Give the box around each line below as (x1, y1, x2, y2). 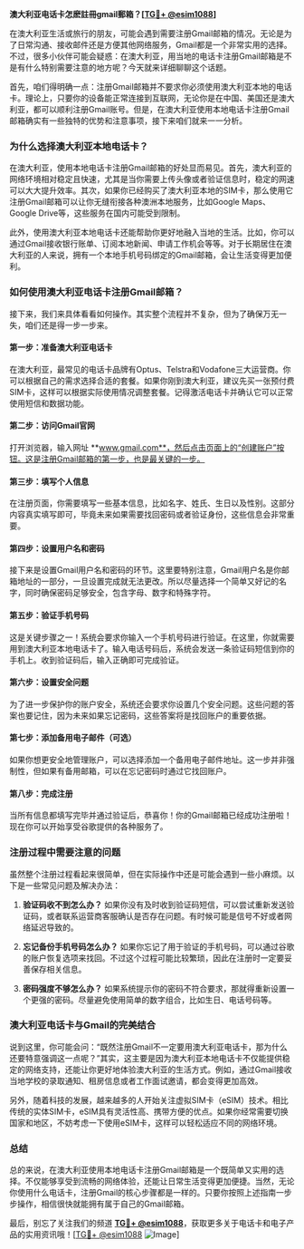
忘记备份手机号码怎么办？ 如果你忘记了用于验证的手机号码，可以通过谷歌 (22, 941, 295, 952)
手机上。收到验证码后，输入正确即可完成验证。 (9, 654, 184, 665)
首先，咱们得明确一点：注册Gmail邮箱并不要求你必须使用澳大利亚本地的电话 (9, 82, 292, 92)
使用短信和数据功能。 (9, 398, 89, 409)
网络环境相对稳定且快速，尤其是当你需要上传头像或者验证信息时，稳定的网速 (9, 174, 295, 185)
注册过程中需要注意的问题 (9, 847, 121, 859)
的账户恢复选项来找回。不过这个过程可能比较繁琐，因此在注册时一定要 (22, 952, 285, 963)
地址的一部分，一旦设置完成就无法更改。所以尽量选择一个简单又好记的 (16, 576, 279, 587)
